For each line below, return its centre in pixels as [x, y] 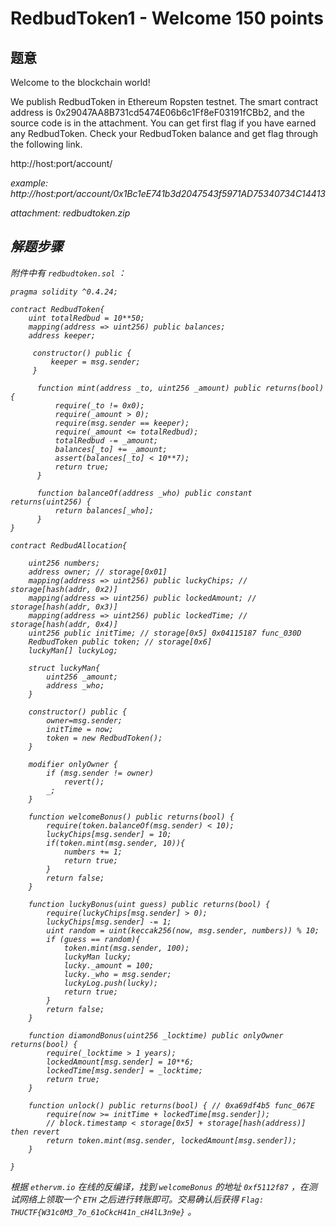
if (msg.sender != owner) [100, 773]
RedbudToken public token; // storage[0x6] [120, 642]
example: [29, 183]
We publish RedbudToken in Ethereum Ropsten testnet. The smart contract [164, 101]
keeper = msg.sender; [95, 362]
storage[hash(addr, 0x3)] [64, 607]
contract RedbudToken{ [57, 309]
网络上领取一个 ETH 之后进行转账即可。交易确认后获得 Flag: [141, 1199]
